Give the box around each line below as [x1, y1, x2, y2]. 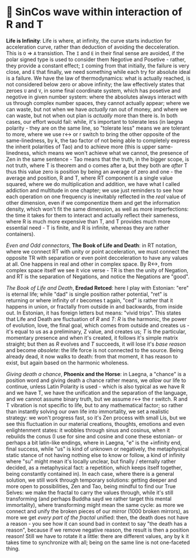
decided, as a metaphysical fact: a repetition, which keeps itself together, [6, 464, 183, 471]
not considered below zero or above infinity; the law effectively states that [6, 80, 185, 87]
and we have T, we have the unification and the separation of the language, [6, 389, 188, 396]
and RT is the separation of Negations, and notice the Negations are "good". [6, 273, 190, 280]
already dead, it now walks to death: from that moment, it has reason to [6, 353, 178, 360]
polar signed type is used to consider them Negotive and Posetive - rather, [6, 56, 186, 63]
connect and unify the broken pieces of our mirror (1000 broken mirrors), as [6, 508, 189, 515]
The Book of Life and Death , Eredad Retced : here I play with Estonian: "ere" [6, 284, 189, 291]
